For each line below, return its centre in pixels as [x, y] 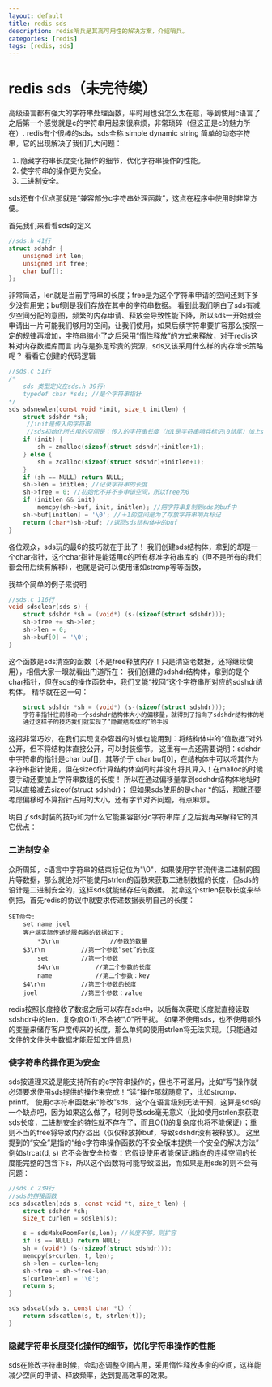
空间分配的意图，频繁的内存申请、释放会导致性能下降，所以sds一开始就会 [138, 315]
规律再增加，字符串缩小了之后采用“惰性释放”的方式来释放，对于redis [136, 336]
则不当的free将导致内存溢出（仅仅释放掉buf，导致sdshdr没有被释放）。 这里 [134, 1132]
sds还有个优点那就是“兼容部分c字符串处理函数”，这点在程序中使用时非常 [130, 198]
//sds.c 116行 [32, 599]
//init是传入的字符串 [58, 424]
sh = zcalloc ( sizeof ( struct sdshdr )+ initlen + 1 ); [121, 462]
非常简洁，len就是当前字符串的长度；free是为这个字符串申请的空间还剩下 [130, 295]
